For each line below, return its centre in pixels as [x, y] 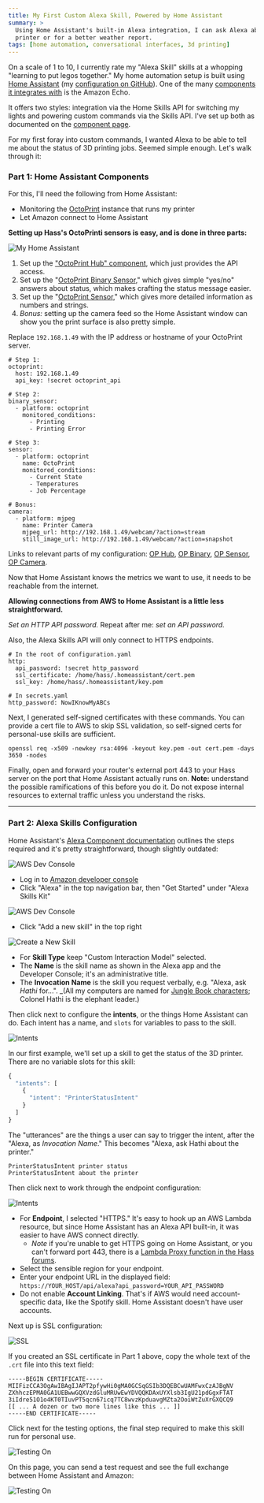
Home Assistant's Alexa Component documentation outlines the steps [121, 840]
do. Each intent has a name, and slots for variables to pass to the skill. [122, 1022]
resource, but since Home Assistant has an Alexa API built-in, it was [129, 1226]
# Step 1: [24, 360]
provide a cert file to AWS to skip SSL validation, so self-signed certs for [125, 726]
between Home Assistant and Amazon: [71, 1475]
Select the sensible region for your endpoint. [92, 1268]
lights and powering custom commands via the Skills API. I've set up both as [132, 116]
